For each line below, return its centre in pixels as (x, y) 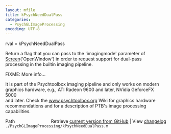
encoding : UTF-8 (22, 29)
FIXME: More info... (26, 74)
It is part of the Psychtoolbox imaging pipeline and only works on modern (82, 84)
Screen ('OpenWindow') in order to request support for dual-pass (74, 59)
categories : (18, 19)
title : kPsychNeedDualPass (34, 15)
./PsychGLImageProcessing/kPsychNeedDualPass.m (57, 126)
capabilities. (18, 111)
